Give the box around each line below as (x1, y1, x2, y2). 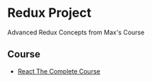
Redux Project (7, 5, 92, 21)
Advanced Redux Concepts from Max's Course (7, 28, 145, 36)
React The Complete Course (17, 67, 100, 75)
